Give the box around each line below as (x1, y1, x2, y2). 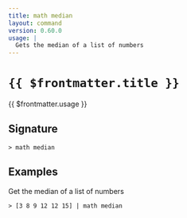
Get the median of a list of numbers (8, 186, 125, 196)
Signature (8, 122, 58, 136)
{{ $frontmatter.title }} (8, 76, 180, 91)
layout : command (8, 19, 62, 27)
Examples (8, 165, 58, 179)
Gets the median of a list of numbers (15, 42, 145, 50)
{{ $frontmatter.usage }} (8, 99, 88, 109)
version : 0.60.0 (8, 26, 62, 34)
